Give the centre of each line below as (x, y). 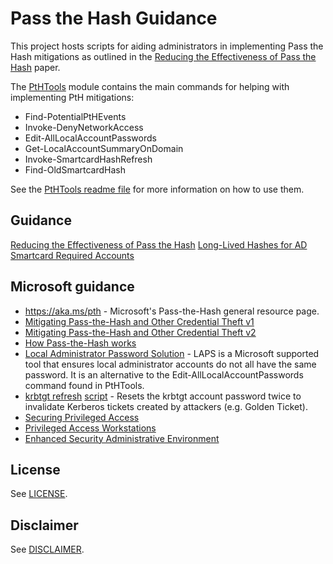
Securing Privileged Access (82, 417)
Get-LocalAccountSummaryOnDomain (104, 148)
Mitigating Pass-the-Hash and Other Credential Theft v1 (139, 321)
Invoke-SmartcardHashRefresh (88, 159)
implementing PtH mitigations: (72, 97)
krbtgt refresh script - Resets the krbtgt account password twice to (163, 396)
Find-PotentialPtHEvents (75, 116)
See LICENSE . (39, 494)
